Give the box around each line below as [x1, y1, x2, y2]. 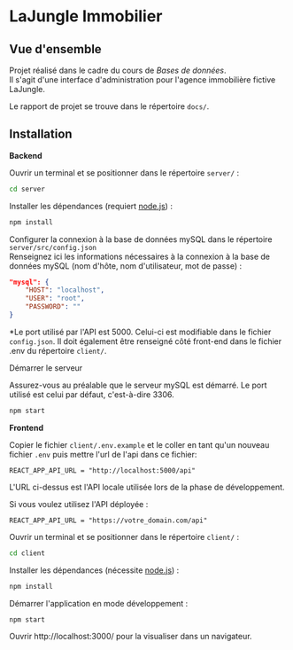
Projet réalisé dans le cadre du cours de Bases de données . [9, 65, 227, 75]
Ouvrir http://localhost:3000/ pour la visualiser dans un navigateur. [9, 631, 252, 642]
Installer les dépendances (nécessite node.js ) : [9, 565, 180, 576]
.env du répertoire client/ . [9, 345, 107, 356]
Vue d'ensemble [9, 42, 102, 57]
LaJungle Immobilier [9, 6, 163, 27]
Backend [9, 150, 42, 161]
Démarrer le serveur [9, 362, 83, 373]
